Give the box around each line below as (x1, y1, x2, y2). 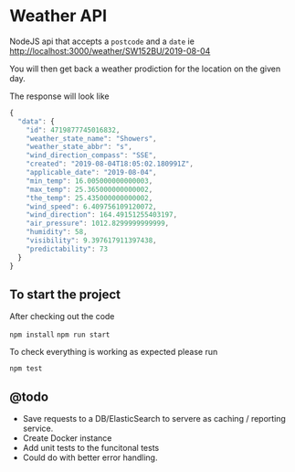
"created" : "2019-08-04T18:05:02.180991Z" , (26, 159, 195, 169)
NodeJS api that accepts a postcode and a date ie (9, 36, 195, 47)
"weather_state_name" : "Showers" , (26, 134, 157, 143)
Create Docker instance (22, 433, 112, 444)
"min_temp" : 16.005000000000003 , (26, 176, 153, 186)
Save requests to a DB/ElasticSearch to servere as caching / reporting (22, 413, 286, 424)
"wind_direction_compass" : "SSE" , (26, 151, 157, 160)
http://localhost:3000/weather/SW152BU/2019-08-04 (9, 45, 211, 56)
